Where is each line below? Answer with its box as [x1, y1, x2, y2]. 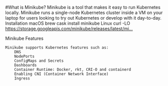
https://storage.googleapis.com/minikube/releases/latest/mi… [5, 26, 133, 32]
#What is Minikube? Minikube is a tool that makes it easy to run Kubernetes [5, 5, 160, 10]
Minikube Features [5, 35, 44, 41]
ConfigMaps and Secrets [14, 58, 64, 63]
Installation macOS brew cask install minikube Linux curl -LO [5, 20, 130, 26]
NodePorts [14, 54, 35, 59]
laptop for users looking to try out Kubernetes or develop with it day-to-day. [5, 15, 162, 21]
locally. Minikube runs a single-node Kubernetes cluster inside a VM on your [5, 10, 163, 16]
